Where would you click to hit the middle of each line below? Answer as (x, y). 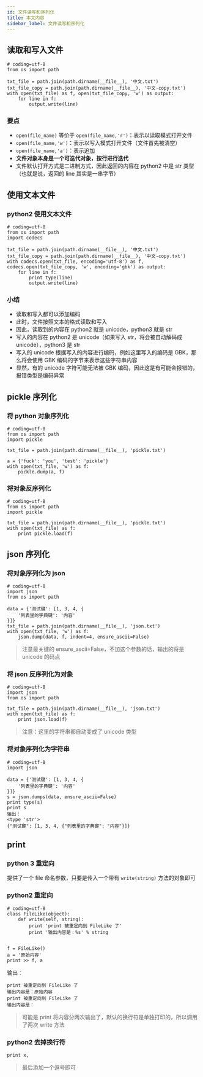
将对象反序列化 (29, 489)
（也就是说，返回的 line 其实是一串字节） (67, 174)
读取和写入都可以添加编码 (48, 314)
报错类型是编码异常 (40, 376)
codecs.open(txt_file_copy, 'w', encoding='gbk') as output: (87, 267)
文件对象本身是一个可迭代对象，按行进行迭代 (72, 158)
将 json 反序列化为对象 (40, 674)
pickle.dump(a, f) (41, 472)
